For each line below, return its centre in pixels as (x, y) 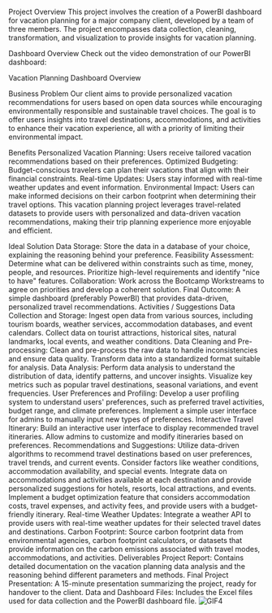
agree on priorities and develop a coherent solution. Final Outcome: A (125, 289)
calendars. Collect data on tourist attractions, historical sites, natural (123, 333)
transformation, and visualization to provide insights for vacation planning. (132, 37)
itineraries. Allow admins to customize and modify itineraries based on (126, 436)
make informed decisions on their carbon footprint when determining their (132, 196)
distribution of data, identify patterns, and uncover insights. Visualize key (131, 376)
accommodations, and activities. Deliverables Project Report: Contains (126, 558)
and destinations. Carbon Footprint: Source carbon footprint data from (126, 532)
